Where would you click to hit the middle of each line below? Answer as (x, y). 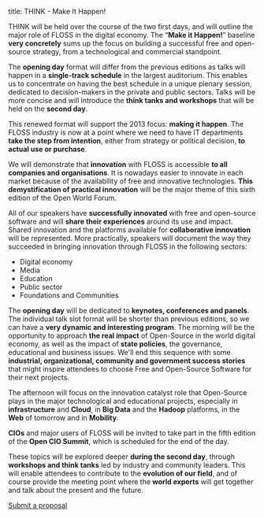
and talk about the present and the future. (76, 490)
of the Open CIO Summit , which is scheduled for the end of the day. (119, 441)
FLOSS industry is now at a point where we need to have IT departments (126, 132)
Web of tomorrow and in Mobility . (64, 418)
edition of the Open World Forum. (62, 198)
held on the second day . (48, 109)
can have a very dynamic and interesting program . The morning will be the (131, 327)
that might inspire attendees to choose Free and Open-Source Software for (130, 369)
